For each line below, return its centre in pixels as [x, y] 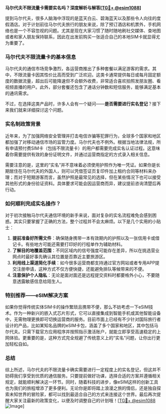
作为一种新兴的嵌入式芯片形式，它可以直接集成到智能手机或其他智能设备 [87, 313]
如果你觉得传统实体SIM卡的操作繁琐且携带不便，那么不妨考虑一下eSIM [77, 307]
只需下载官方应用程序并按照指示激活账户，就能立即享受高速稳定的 [89, 332]
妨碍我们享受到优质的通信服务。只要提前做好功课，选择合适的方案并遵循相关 [83, 376]
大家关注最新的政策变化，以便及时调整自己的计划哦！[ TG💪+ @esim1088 [82, 401]
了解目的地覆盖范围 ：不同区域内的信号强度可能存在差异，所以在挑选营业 [86, 250]
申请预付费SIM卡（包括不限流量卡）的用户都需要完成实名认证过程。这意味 [85, 148]
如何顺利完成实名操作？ [33, 204]
